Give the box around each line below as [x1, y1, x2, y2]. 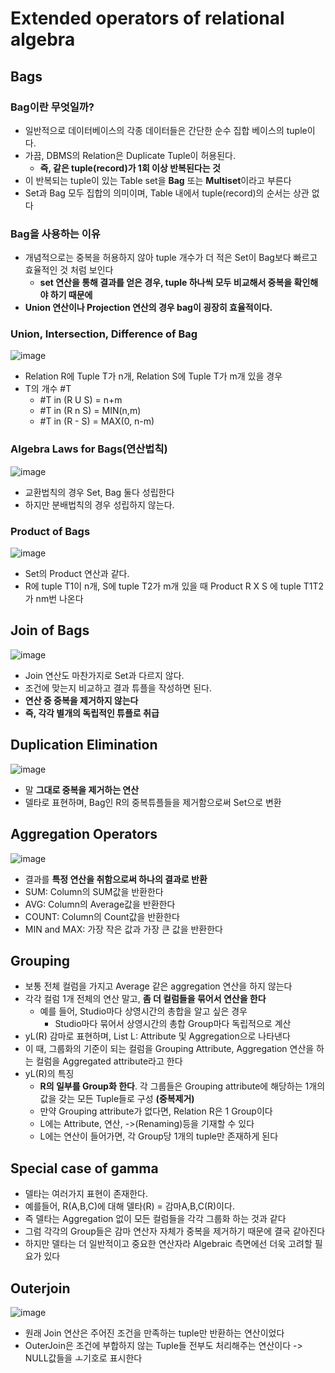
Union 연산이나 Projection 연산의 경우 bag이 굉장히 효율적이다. [24, 302, 273, 314]
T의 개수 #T [24, 383, 72, 395]
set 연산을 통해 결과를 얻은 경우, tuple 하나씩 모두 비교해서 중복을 [39, 277, 293, 289]
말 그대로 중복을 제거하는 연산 [24, 783, 140, 796]
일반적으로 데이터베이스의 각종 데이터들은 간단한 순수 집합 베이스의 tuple [24, 124, 308, 136]
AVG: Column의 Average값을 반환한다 [24, 898, 176, 910]
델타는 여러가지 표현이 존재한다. [24, 1188, 148, 1200]
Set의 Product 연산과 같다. [24, 568, 130, 580]
